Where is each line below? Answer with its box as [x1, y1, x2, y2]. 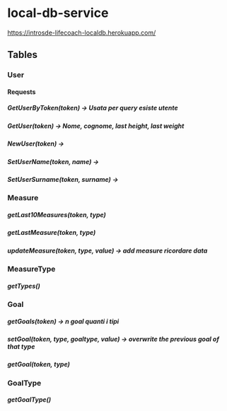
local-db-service [7, 5, 109, 21]
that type [7, 342, 35, 351]
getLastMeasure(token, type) [7, 228, 96, 237]
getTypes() [7, 282, 41, 290]
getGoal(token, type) [7, 360, 71, 369]
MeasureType [7, 264, 56, 274]
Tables [7, 49, 37, 61]
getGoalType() [7, 395, 52, 404]
